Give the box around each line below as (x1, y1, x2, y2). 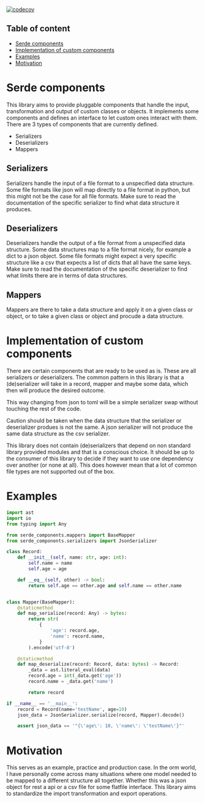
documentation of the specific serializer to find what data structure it (6, 199, 180, 206)
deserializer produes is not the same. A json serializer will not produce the (6, 423, 193, 431)
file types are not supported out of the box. (6, 468, 115, 475)
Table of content (6, 23, 70, 34)
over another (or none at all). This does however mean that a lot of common (6, 461, 197, 469)
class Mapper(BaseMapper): (6, 599, 75, 605)
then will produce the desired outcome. (6, 386, 105, 394)
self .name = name (28, 560, 72, 567)
